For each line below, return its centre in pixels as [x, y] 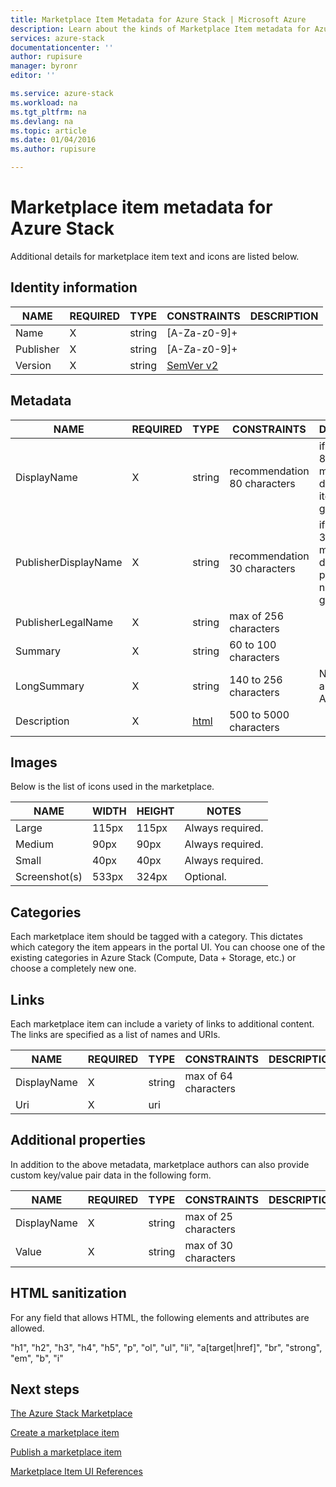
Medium [34, 844]
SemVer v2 [192, 365]
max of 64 [208, 1076]
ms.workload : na [44, 102]
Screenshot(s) [49, 877]
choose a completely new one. [73, 968]
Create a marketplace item [65, 1433]
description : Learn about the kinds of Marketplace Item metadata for [160, 29]
